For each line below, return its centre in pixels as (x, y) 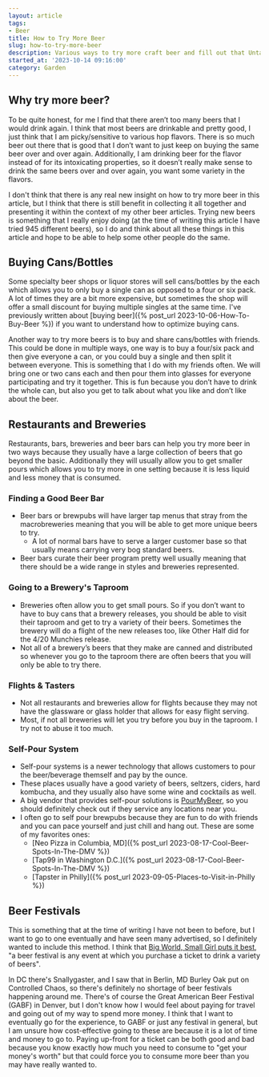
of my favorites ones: (55, 834)
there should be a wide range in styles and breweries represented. (129, 567)
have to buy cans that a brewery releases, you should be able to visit (133, 613)
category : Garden (37, 68)
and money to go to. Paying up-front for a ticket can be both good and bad (131, 1039)
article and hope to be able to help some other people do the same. (119, 237)
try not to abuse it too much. (66, 729)
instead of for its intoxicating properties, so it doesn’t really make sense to (130, 162)
